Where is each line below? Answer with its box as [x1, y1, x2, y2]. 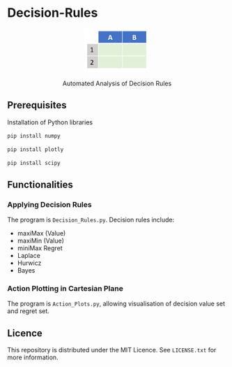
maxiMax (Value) [17, 229, 66, 238]
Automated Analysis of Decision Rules [62, 79, 172, 87]
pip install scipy [7, 159, 61, 166]
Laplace [17, 252, 40, 260]
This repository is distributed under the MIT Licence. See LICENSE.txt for [7, 346, 217, 354]
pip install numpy [7, 132, 61, 139]
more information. [7, 353, 59, 361]
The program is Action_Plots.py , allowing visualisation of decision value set [7, 299, 225, 308]
